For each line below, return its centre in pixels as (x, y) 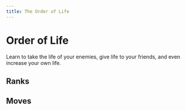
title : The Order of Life (38, 11)
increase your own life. (34, 63)
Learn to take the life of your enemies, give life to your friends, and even (93, 57)
